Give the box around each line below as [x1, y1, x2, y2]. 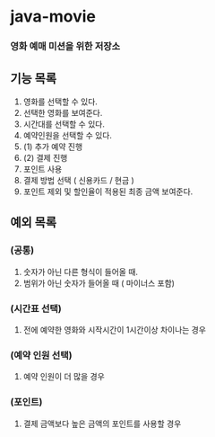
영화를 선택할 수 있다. [22, 96, 98, 107]
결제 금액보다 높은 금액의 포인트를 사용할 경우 [22, 418, 182, 429]
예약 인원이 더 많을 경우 [22, 371, 106, 382]
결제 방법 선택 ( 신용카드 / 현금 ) [22, 174, 135, 185]
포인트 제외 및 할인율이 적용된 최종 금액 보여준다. [22, 186, 193, 197]
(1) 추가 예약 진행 [22, 141, 83, 152]
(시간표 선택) [10, 302, 62, 315]
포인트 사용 [22, 164, 63, 174]
